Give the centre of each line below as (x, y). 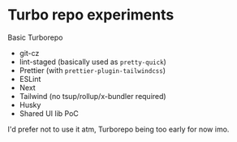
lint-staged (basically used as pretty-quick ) (93, 62)
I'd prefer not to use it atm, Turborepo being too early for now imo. (118, 129)
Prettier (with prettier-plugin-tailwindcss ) (93, 70)
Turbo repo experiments (91, 15)
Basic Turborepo (35, 37)
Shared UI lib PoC (49, 113)
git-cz (29, 53)
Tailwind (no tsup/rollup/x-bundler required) (93, 96)
